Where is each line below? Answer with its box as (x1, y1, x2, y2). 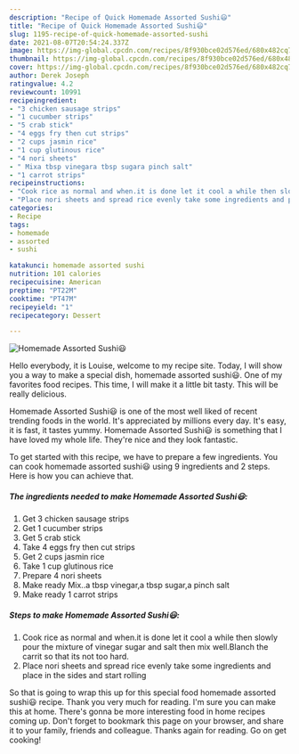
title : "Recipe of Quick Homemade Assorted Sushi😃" (9, 21, 208, 30)
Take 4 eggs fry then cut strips (21, 542, 136, 553)
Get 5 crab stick (21, 532, 81, 544)
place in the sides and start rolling (21, 670, 147, 681)
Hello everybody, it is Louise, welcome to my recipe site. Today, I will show (9, 360, 283, 371)
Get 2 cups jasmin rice (21, 552, 105, 562)
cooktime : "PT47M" (9, 294, 77, 303)
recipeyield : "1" (9, 302, 74, 312)
